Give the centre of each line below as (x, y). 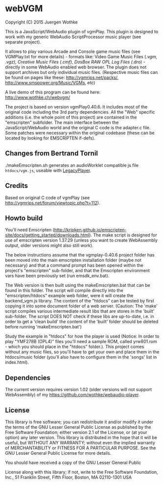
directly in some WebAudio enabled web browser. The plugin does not (76, 67)
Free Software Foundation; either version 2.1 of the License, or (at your (76, 432)
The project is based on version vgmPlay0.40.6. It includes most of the (76, 107)
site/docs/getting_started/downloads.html (47, 235)
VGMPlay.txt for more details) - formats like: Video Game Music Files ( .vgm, (81, 56)
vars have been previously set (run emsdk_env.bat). (57, 276)
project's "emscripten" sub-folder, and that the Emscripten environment (78, 271)
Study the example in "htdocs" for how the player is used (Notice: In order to (82, 336)
